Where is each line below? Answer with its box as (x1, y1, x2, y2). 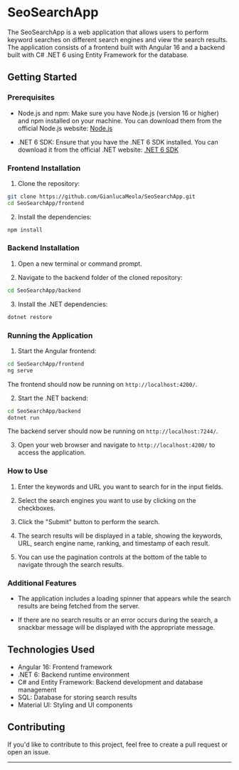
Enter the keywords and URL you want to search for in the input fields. (17, 482, 223, 491)
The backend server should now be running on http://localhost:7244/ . (7, 427, 218, 435)
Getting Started (7, 71, 78, 83)
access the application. (17, 448, 86, 457)
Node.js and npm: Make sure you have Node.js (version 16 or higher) (17, 108, 219, 118)
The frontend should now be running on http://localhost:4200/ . (7, 380, 198, 388)
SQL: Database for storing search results (17, 692, 137, 702)
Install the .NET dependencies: (17, 300, 108, 308)
